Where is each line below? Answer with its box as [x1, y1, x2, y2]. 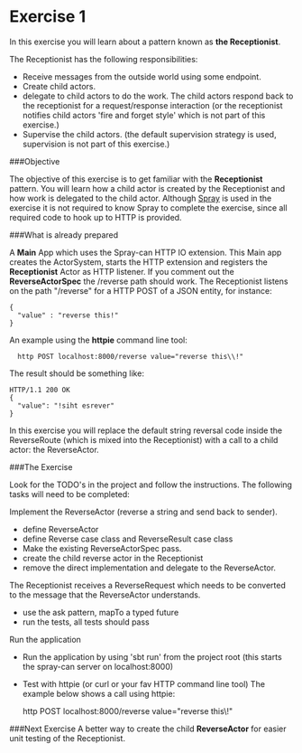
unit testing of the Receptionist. [9, 732, 126, 743]
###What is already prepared [9, 229, 119, 240]
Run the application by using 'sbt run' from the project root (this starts [22, 651, 282, 662]
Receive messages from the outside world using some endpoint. [22, 71, 261, 82]
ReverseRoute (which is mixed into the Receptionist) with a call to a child [9, 434, 279, 445]
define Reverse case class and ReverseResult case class [22, 533, 233, 544]
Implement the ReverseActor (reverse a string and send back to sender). [9, 506, 278, 517]
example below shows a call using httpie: [22, 688, 176, 699]
